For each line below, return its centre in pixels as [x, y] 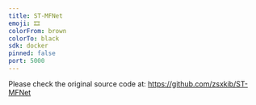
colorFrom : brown [38, 31]
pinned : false [32, 53]
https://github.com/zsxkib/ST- [198, 84]
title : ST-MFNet [36, 16]
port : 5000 [27, 61]
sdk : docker [28, 46]
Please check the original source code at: [78, 84]
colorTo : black [34, 38]
